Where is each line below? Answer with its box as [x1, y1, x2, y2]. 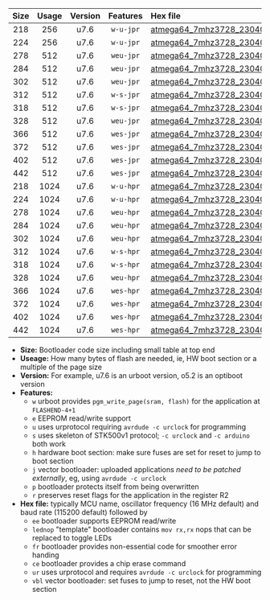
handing [31, 550, 59, 560]
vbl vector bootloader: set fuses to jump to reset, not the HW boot [31, 576, 252, 586]
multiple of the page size [19, 362, 103, 372]
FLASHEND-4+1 [31, 406, 76, 414]
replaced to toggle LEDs [31, 533, 112, 542]
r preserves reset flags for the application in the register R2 [31, 491, 229, 499]
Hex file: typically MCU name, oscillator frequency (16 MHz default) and [19, 499, 260, 508]
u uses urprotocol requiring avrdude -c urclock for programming [31, 422, 247, 431]
